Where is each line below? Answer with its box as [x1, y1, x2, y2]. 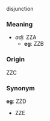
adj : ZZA [14, 34, 37, 41]
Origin [6, 55, 25, 64]
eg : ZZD [6, 98, 27, 105]
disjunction [6, 5, 34, 12]
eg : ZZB [23, 40, 44, 48]
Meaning [6, 20, 33, 28]
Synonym [6, 84, 35, 92]
